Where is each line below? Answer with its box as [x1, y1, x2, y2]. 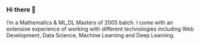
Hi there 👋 [6, 5, 36, 14]
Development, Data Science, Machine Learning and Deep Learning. [6, 32, 175, 39]
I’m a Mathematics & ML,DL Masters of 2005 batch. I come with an [6, 19, 173, 26]
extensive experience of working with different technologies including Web [6, 25, 195, 32]
